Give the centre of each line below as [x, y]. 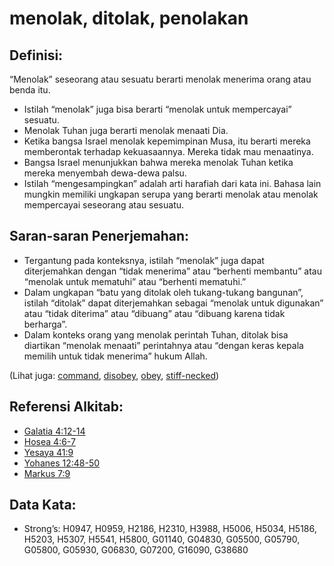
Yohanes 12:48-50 [62, 463]
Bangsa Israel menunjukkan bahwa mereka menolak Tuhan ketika [158, 162]
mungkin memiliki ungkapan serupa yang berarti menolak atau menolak [171, 194]
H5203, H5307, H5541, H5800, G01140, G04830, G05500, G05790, [162, 539]
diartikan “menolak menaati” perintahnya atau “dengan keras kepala [163, 345]
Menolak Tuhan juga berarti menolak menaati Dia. [126, 130]
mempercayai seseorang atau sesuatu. [104, 205]
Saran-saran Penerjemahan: [99, 236]
